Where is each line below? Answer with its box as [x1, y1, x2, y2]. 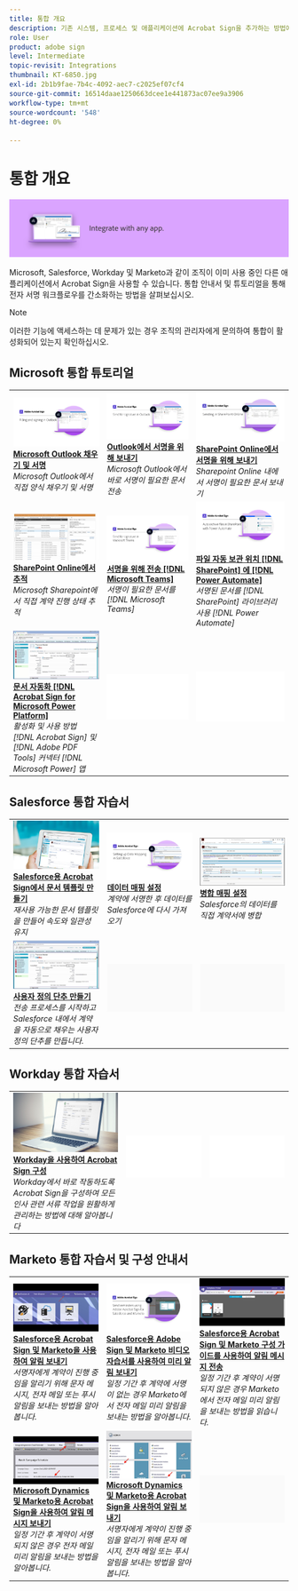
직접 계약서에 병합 [199, 910, 262, 920]
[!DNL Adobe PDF [12, 742, 78, 752]
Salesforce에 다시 [106, 904, 170, 915]
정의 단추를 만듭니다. [12, 1036, 84, 1046]
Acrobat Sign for [12, 691, 76, 702]
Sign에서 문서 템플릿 [12, 882, 85, 893]
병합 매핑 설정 [199, 887, 247, 898]
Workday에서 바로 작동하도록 [12, 1176, 115, 1187]
